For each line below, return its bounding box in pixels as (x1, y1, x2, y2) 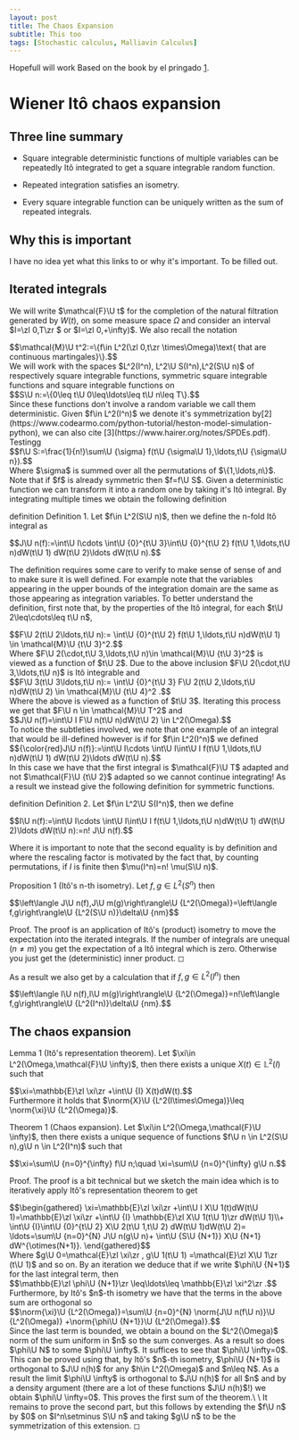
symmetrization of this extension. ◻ (9, 1420, 141, 1431)
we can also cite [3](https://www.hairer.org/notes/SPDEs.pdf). (41, 427, 270, 437)
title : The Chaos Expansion (9, 21, 114, 30)
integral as (9, 520, 48, 531)
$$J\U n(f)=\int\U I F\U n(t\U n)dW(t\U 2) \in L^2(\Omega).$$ (9, 714, 232, 725)
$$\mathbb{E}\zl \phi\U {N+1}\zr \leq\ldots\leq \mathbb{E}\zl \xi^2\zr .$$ (9, 1278, 278, 1288)
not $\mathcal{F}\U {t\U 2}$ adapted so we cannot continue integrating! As (9, 771, 287, 782)
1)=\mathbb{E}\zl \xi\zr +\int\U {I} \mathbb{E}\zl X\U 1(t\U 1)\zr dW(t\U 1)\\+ (9, 1211, 285, 1222)
